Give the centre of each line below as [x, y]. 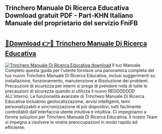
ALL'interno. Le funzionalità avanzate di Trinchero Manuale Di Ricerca [75, 96]
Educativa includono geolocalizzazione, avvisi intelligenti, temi [67, 101]
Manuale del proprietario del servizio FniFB [72, 23]
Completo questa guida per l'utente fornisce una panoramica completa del [80, 70]
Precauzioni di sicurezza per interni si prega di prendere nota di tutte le [76, 86]
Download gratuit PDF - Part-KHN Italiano [69, 16]
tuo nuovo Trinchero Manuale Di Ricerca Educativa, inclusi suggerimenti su [80, 76]
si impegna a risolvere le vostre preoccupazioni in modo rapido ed [71, 122]
